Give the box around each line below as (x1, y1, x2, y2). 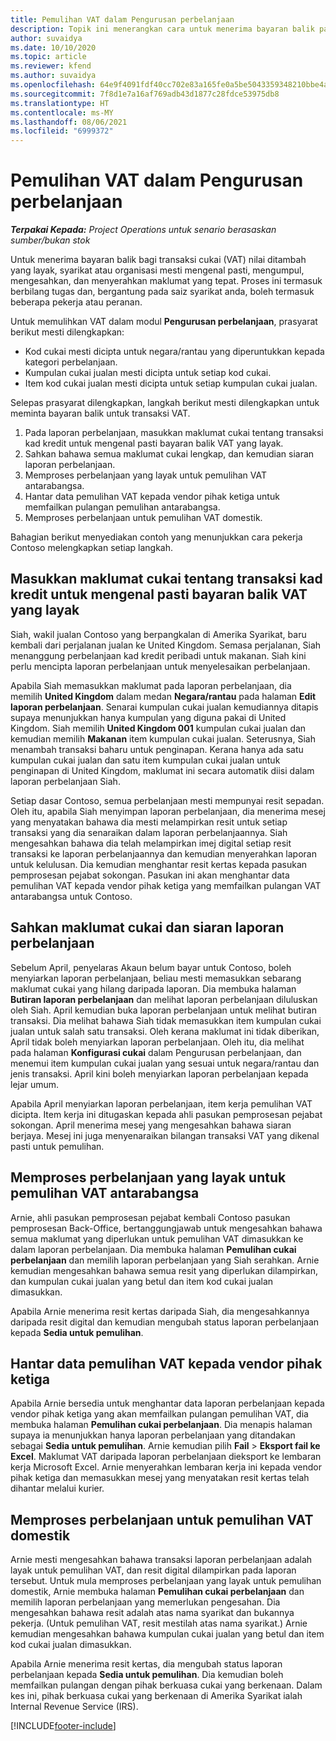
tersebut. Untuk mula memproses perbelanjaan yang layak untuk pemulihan (10, 1575, 322, 1587)
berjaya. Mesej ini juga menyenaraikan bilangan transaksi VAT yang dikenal (10, 1129, 320, 1141)
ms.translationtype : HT (10, 98, 110, 108)
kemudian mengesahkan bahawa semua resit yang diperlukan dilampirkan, (10, 1264, 319, 1276)
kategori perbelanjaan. (24, 356, 118, 368)
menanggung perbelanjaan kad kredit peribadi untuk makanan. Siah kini (10, 649, 307, 661)
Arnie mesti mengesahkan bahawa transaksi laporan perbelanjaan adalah (10, 1554, 313, 1566)
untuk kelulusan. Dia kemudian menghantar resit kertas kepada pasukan (10, 858, 308, 870)
